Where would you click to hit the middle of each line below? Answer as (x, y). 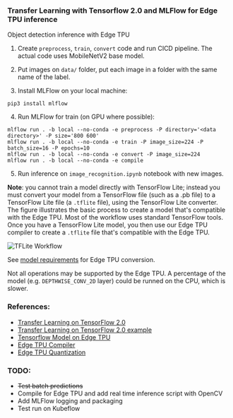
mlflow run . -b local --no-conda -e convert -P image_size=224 (104, 155)
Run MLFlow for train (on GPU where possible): (86, 117)
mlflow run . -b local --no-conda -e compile (75, 161)
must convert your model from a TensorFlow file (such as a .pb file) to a (112, 195)
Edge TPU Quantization (52, 352)
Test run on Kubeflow (49, 408)
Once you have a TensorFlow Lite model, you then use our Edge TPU (108, 225)
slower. (18, 289)
